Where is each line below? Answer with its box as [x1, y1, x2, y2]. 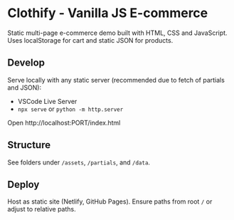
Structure [7, 139, 51, 151]
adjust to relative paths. [7, 205, 76, 214]
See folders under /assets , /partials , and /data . [7, 158, 151, 167]
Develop [7, 57, 45, 69]
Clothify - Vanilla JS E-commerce [7, 5, 208, 21]
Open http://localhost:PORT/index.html [7, 118, 121, 127]
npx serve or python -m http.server [17, 105, 124, 113]
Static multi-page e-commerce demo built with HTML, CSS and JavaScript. [7, 28, 228, 37]
